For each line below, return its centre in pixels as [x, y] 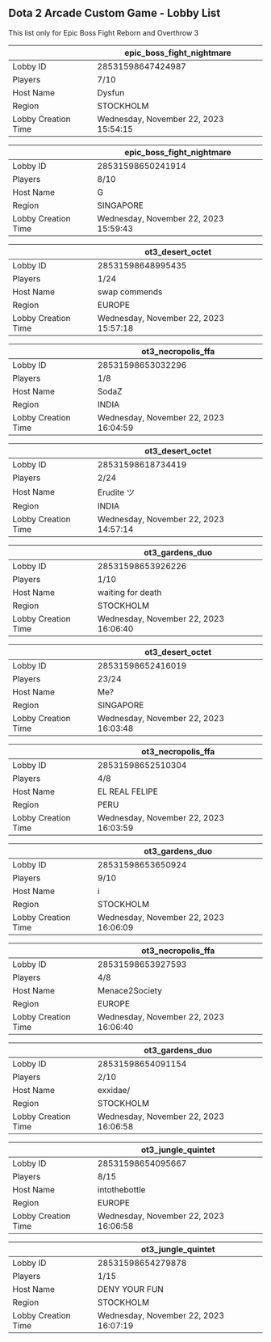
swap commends [130, 292]
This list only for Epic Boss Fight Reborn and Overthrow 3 [104, 32]
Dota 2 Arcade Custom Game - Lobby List [115, 13]
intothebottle [121, 1189]
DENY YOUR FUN [130, 1289]
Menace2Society [130, 990]
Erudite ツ [116, 492]
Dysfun [111, 92]
